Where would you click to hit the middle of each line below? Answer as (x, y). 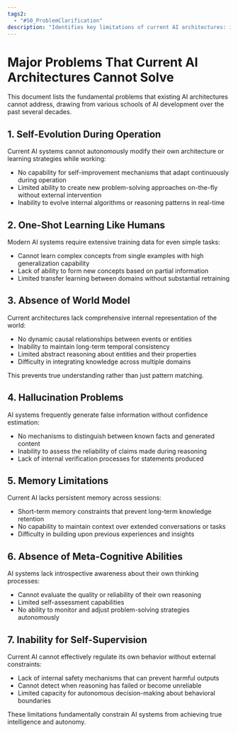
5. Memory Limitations (58, 480)
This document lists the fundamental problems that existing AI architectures (118, 97)
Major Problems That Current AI (103, 62)
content (29, 443)
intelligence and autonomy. (47, 722)
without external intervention (59, 195)
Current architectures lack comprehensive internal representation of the (112, 318)
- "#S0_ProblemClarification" (58, 21)
